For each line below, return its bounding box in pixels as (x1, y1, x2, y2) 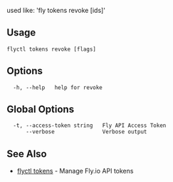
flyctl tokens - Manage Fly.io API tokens (16, 167, 134, 176)
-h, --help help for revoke (13, 84, 103, 91)
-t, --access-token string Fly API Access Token (13, 122, 167, 129)
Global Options (6, 103, 75, 116)
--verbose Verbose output (25, 128, 147, 136)
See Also (6, 148, 47, 160)
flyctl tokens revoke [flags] (6, 46, 97, 53)
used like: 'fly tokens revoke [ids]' (6, 6, 106, 14)
